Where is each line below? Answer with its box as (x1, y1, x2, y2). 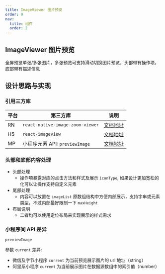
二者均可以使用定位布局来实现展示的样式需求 (19, 212, 112, 218)
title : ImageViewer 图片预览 (5, 7, 63, 12)
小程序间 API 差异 (5, 226, 47, 233)
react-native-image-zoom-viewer (22, 122, 99, 127)
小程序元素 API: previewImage (22, 140, 90, 147)
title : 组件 (9, 21, 33, 26)
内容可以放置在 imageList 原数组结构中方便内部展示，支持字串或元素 (19, 193, 160, 199)
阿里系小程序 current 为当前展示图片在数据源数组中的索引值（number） (12, 264, 160, 270)
